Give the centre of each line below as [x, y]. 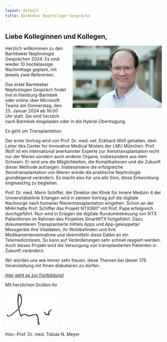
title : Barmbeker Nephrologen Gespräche [48, 16]
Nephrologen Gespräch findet [36, 90]
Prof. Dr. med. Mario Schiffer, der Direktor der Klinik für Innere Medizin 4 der [83, 193]
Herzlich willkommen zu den [34, 48]
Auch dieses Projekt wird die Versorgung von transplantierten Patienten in [81, 246]
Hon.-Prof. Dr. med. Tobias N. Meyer [42, 334]
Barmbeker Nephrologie [30, 54]
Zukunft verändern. [25, 251]
